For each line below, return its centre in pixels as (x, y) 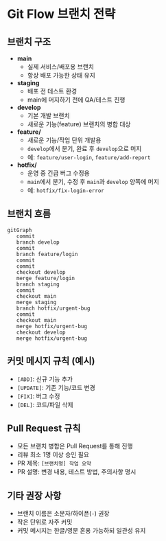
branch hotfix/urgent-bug (53, 308)
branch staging (38, 284)
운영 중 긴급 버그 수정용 (59, 173)
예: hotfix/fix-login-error (66, 190)
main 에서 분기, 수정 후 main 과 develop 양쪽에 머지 (93, 182)
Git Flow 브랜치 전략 (61, 14)
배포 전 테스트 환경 (52, 91)
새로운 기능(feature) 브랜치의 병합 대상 (79, 124)
